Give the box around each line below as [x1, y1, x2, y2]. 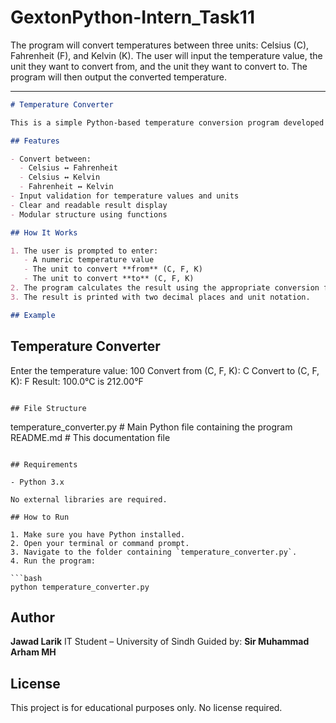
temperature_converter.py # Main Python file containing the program [10, 421, 293, 433]
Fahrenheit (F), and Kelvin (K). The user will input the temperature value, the [10, 49, 323, 61]
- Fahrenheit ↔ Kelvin [19, 182, 114, 192]
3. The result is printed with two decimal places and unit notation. [10, 292, 311, 302]
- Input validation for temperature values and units [10, 191, 240, 201]
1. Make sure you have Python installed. [10, 529, 186, 540]
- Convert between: [10, 154, 92, 164]
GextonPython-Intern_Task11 [10, 6, 255, 29]
